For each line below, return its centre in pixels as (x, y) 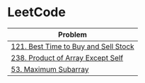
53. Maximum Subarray (50, 69)
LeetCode (36, 12)
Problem (72, 34)
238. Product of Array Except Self (67, 58)
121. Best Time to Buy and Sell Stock (72, 46)
